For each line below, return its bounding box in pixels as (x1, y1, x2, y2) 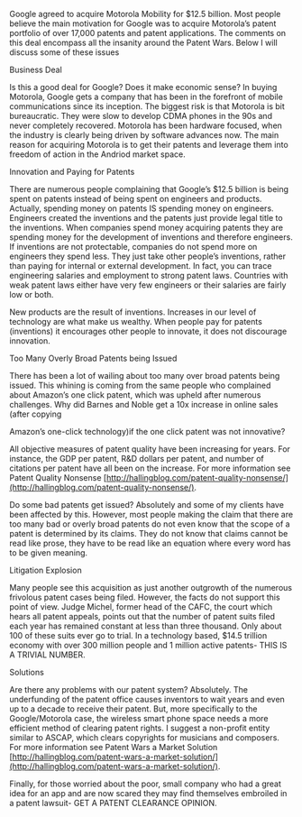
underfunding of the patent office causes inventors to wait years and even (9, 694, 286, 704)
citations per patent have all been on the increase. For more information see (9, 463, 291, 473)
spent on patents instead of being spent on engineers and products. (9, 194, 262, 204)
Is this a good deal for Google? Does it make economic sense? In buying (9, 82, 278, 92)
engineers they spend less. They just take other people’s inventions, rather (9, 251, 287, 262)
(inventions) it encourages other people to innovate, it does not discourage (9, 326, 288, 336)
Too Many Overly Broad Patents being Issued (9, 353, 178, 363)
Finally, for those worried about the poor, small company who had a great (9, 778, 282, 789)
